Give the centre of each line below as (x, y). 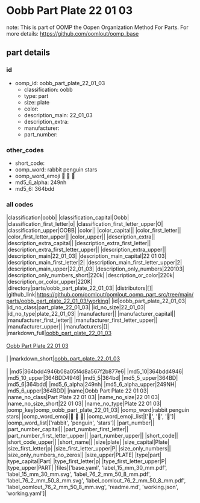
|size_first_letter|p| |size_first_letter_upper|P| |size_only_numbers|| (89, 449)
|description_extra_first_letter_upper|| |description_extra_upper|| (86, 250)
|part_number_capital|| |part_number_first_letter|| (67, 429)
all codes (20, 204)
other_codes (25, 150)
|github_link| (22, 295)
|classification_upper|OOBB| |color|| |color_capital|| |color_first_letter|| (94, 231)
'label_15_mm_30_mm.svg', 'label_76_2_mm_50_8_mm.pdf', (79, 474)
